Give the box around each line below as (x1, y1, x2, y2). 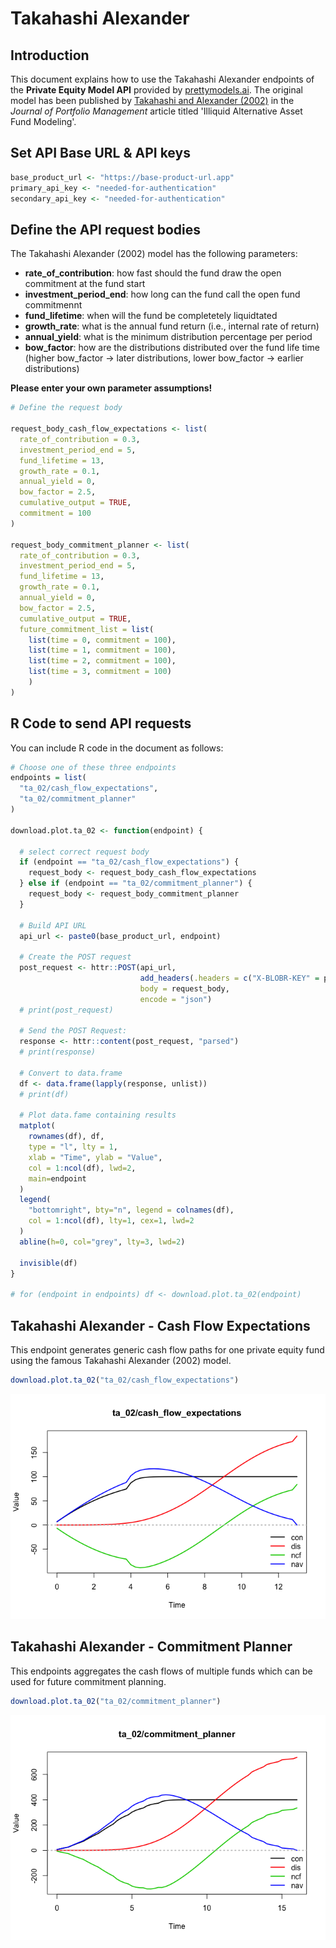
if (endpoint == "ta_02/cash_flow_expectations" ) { (19, 857, 240, 867)
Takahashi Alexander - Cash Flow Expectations (10, 1317, 311, 1334)
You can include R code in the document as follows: (10, 742, 224, 754)
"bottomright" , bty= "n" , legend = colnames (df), (28, 1205, 235, 1216)
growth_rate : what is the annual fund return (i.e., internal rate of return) (24, 320, 320, 332)
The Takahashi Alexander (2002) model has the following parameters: (10, 248, 298, 260)
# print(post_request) (19, 1005, 114, 1015)
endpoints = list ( (10, 773, 87, 783)
